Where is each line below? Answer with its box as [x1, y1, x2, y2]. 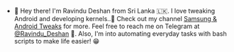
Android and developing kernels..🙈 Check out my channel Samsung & [13, 15, 218, 22]
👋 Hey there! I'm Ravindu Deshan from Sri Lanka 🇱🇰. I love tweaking [13, 7, 216, 15]
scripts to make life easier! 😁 [13, 37, 100, 45]
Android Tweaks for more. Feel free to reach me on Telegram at [13, 22, 200, 30]
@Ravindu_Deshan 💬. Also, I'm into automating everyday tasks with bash [13, 30, 227, 38]
